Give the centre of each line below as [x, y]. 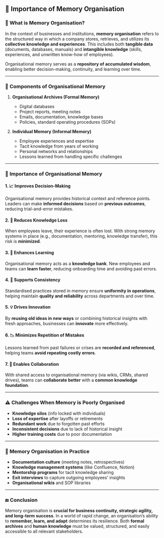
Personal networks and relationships [56, 151]
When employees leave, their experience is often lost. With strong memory [80, 231]
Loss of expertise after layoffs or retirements [57, 418]
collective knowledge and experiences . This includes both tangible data [79, 44]
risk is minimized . [23, 241]
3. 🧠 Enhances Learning [30, 252]
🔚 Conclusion [21, 500]
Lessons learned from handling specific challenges [71, 157]
